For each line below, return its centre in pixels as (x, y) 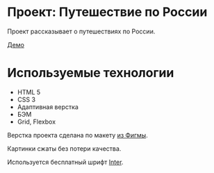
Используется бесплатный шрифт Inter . (65, 162)
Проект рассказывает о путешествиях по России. (81, 31)
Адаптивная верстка (48, 107)
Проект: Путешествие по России (107, 12)
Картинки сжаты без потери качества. (64, 148)
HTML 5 (29, 92)
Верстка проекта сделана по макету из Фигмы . (77, 135)
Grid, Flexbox (36, 122)
